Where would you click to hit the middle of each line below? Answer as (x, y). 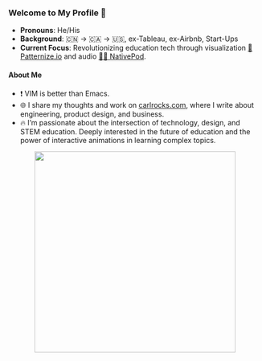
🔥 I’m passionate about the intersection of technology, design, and (130, 122)
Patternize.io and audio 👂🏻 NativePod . (83, 56)
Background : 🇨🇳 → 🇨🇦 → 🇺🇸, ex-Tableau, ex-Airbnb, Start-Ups (129, 39)
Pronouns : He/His (50, 31)
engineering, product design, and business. (92, 114)
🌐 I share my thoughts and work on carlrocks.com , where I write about (137, 105)
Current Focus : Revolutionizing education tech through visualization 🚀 (136, 48)
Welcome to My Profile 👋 (57, 13)
